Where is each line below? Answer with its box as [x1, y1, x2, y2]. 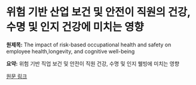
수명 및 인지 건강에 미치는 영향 [6, 20, 145, 34]
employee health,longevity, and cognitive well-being [6, 48, 135, 55]
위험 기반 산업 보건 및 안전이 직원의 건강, [6, 5, 191, 19]
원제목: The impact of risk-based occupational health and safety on [6, 41, 171, 48]
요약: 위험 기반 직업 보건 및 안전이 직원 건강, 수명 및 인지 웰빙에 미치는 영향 [6, 60, 180, 67]
